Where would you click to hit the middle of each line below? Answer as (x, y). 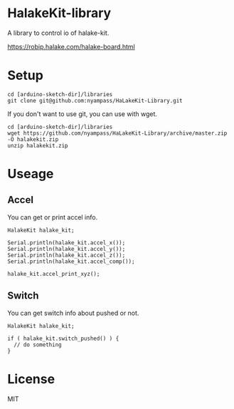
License (31, 379)
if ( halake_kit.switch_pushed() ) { (63, 338)
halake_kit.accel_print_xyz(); (54, 274)
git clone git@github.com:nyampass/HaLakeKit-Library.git (95, 100)
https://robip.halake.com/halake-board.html (71, 46)
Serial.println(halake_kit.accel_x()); (67, 243)
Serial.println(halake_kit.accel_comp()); (71, 262)
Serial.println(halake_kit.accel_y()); (67, 249)
